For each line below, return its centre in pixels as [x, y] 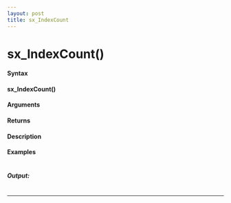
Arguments [24, 105]
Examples [22, 152]
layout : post [26, 13]
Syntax [18, 74]
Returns [19, 120]
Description [24, 136]
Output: [19, 175]
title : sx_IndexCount [38, 20]
